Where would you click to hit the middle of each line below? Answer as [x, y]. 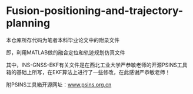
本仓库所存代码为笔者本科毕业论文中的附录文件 [63, 40]
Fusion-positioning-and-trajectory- [95, 11]
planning [28, 23]
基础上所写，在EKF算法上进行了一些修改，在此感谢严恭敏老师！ [93, 72]
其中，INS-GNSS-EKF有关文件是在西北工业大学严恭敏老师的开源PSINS [92, 65]
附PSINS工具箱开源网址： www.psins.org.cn [59, 84]
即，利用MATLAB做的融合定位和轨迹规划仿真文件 [66, 52]
